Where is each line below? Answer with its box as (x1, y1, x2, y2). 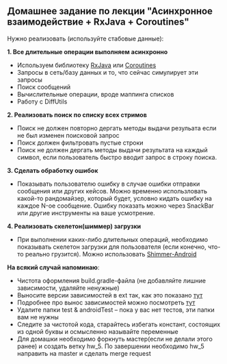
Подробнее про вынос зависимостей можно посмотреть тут (16, 298, 196, 306)
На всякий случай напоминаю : (7, 263, 100, 271)
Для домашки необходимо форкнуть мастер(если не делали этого (16, 335, 213, 343)
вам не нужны (16, 313, 59, 321)
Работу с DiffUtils (16, 97, 68, 106)
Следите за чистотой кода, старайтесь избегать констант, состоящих (16, 320, 221, 328)
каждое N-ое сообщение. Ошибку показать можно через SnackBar (16, 202, 214, 210)
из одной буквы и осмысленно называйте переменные (16, 327, 179, 335)
